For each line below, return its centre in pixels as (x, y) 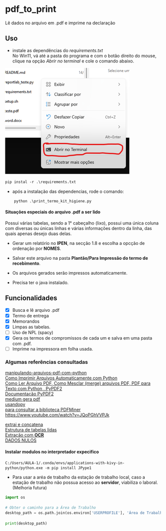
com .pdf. (22, 344)
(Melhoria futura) (29, 487)
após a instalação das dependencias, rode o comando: (68, 191)
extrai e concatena (24, 424)
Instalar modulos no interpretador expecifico (52, 452)
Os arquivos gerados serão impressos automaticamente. (70, 273)
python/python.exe (24, 468)
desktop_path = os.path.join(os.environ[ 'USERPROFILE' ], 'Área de (75, 513)
